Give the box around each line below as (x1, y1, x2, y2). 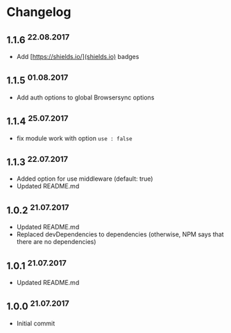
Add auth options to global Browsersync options (16, 93, 155, 101)
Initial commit (16, 319, 55, 327)
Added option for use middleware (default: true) (16, 174, 153, 183)
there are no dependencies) (16, 238, 96, 246)
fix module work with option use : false (16, 133, 132, 143)
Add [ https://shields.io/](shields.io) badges (16, 53, 139, 60)
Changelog (6, 4, 71, 20)
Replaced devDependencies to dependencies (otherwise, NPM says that (16, 230, 224, 238)
